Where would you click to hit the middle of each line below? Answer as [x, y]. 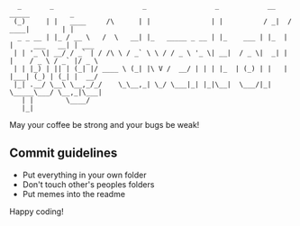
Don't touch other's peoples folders [88, 184]
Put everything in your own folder [84, 175]
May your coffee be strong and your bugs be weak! [105, 125]
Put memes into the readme [74, 194]
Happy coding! [37, 211]
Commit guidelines [64, 154]
